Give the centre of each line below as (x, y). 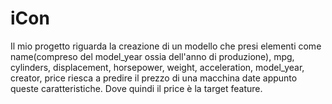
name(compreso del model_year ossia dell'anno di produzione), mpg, (152, 56)
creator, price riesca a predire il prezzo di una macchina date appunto (154, 78)
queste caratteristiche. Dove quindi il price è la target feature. (136, 88)
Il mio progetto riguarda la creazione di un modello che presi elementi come (166, 46)
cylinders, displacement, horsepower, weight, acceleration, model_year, (157, 67)
